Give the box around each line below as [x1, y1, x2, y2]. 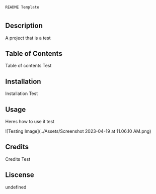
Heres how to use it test [5, 119, 54, 125]
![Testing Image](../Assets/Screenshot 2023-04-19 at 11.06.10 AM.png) [5, 128, 151, 134]
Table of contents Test [5, 63, 52, 69]
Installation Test [5, 90, 38, 96]
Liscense [5, 171, 34, 179]
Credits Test [5, 156, 31, 162]
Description [5, 22, 43, 30]
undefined [5, 184, 27, 190]
